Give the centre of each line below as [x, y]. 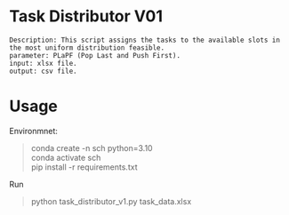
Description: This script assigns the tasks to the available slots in [144, 40]
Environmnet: [33, 131]
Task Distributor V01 [86, 16]
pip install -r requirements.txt [84, 167]
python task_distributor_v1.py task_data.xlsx [111, 201]
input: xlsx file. [43, 63]
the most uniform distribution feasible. [87, 48]
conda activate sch [66, 157]
